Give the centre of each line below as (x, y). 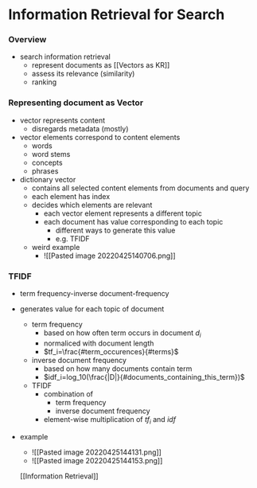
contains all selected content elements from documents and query (140, 188)
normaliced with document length (99, 343)
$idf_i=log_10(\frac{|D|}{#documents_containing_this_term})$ (144, 377)
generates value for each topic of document (92, 309)
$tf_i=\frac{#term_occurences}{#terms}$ (111, 351)
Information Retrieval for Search (117, 15)
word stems (51, 154)
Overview (27, 40)
